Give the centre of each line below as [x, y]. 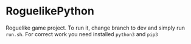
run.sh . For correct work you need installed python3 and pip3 [82, 34]
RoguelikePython [50, 11]
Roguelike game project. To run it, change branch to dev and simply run [95, 28]
